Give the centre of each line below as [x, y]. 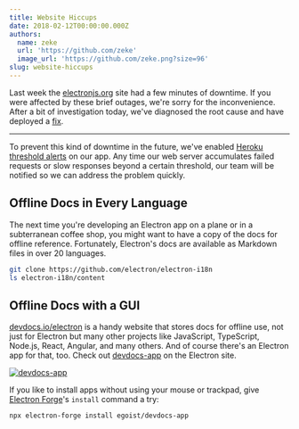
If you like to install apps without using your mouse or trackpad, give [134, 390]
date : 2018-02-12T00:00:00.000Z [69, 26]
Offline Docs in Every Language [99, 203]
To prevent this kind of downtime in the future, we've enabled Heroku [137, 146]
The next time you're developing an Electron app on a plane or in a [131, 225]
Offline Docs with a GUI [75, 305]
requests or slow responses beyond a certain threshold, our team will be [141, 165]
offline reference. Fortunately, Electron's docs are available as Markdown [143, 243]
